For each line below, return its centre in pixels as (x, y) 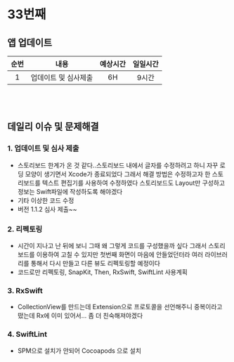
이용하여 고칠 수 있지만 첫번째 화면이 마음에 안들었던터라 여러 (120, 254)
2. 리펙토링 (25, 229)
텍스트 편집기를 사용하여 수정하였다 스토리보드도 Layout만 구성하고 (134, 183)
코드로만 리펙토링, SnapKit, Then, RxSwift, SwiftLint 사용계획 (103, 272)
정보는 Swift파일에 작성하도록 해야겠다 (70, 191)
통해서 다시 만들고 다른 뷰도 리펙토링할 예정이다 (95, 263)
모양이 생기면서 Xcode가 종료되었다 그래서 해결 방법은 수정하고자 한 (118, 174)
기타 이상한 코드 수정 (46, 200)
